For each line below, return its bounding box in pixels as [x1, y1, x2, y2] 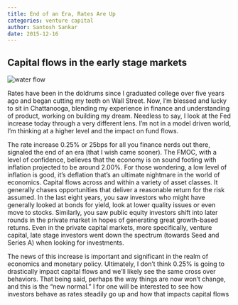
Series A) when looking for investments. [7, 238, 124, 247]
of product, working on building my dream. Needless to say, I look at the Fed [7, 111, 231, 121]
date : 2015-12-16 [7, 30, 59, 38]
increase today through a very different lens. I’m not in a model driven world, [7, 119, 232, 128]
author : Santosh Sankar [7, 23, 78, 30]
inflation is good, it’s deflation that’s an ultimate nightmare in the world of [7, 171, 220, 179]
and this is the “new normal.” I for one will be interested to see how [7, 282, 204, 291]
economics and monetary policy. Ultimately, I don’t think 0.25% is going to [7, 260, 225, 268]
